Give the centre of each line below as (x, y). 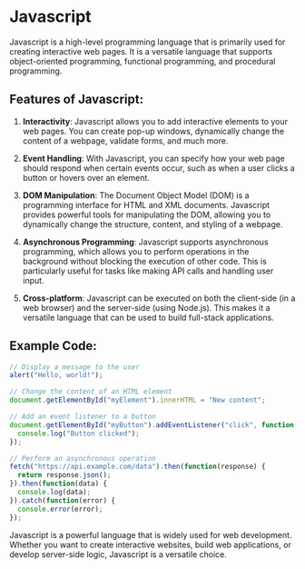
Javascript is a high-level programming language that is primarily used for (148, 42)
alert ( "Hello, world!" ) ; (56, 375)
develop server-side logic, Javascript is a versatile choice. (118, 554)
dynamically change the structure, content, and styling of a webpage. (152, 224)
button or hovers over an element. (86, 177)
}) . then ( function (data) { (58, 484)
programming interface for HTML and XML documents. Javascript (146, 205)
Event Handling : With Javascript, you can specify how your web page (154, 158)
